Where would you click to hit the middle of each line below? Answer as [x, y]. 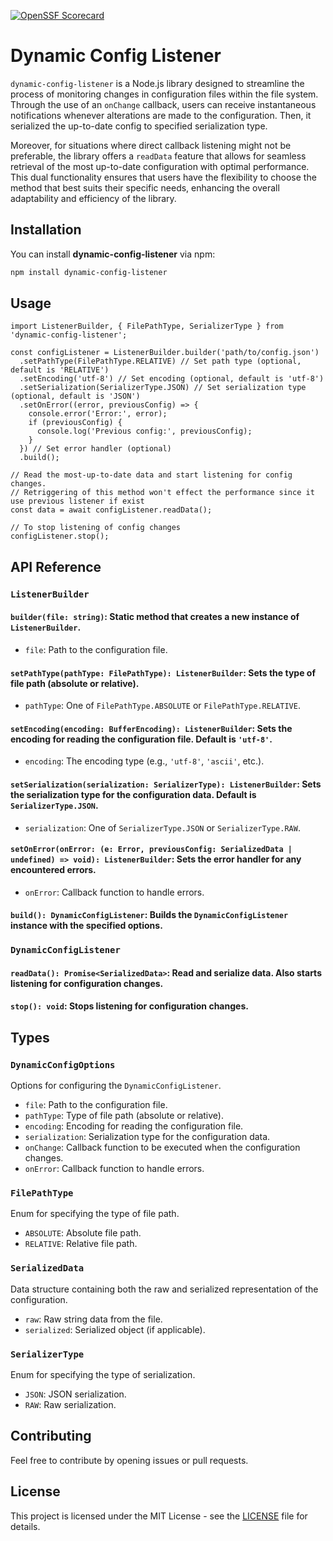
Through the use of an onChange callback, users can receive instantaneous [163, 104]
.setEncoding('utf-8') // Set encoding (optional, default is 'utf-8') [172, 379]
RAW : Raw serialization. [70, 1405]
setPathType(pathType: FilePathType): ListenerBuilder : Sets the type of [163, 672]
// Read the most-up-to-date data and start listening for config [151, 475]
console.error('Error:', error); [98, 414]
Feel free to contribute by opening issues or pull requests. [129, 1460]
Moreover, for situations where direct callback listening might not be [151, 145]
